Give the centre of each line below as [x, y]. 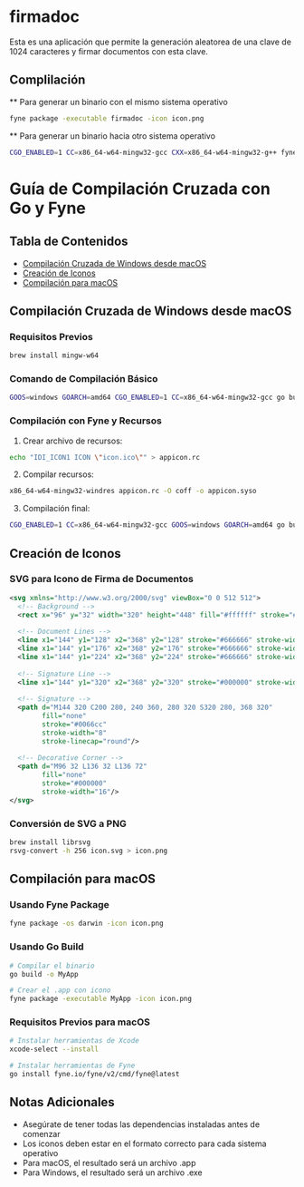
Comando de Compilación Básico [84, 378]
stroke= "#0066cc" [74, 724]
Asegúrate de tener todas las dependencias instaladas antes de [141, 1124]
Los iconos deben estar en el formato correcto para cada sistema [144, 1143]
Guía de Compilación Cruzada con [140, 189]
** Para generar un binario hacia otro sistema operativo [112, 136]
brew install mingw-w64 [54, 355]
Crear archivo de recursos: [72, 441]
